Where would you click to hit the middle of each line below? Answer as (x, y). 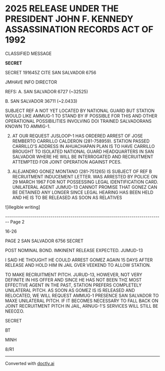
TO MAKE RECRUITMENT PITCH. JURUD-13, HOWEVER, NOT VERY (74, 274)
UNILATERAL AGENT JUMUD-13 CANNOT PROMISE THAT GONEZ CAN (85, 187)
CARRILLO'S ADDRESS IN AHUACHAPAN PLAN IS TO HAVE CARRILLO (83, 146)
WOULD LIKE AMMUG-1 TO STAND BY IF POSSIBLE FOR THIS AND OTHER (81, 115)
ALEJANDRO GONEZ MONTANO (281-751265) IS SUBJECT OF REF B (82, 171)
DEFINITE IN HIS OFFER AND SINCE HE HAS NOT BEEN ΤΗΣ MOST (73, 280)
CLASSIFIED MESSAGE (28, 53)
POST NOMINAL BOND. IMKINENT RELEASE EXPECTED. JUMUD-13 (74, 250)
